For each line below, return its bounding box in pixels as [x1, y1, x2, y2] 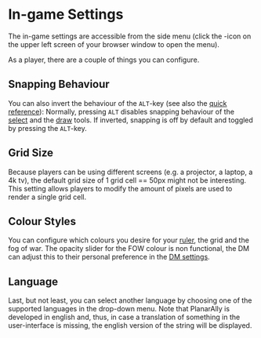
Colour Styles [8, 214, 77, 228]
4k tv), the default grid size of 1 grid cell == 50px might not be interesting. [8, 175, 247, 185]
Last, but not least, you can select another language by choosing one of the [8, 296, 252, 305]
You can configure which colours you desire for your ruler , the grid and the [8, 235, 249, 245]
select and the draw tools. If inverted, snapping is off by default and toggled [8, 115, 253, 125]
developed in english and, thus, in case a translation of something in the [8, 312, 241, 322]
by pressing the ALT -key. [8, 123, 88, 133]
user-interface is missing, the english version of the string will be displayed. [8, 321, 252, 330]
